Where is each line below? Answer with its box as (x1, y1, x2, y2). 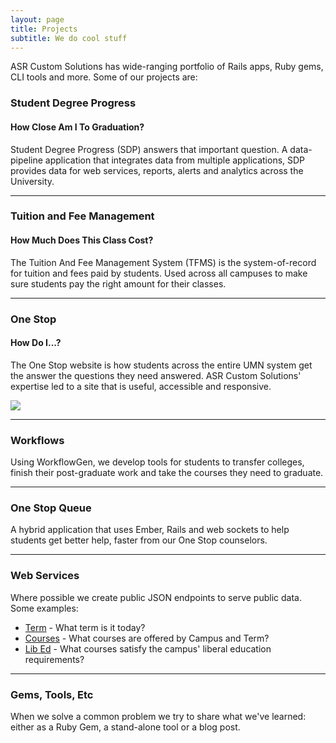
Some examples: (10, 602, 79, 614)
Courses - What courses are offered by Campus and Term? (24, 632, 270, 644)
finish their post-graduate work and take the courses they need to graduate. (10, 467, 324, 479)
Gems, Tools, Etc (10, 687, 94, 701)
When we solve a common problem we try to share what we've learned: (10, 710, 307, 722)
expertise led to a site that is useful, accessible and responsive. (10, 380, 272, 392)
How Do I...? (10, 337, 62, 349)
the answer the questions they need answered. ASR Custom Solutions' (10, 369, 302, 381)
